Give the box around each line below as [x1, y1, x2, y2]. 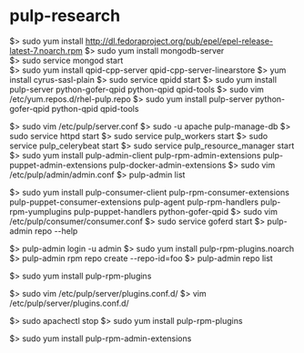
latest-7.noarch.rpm [9, 45, 84, 55]
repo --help [35, 225, 78, 237]
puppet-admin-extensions [9, 159, 107, 170]
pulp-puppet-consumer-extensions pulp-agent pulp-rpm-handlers [9, 197, 259, 207]
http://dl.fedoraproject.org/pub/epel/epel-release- [85, 35, 274, 46]
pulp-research [9, 5, 121, 26]
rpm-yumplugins [9, 206, 73, 217]
